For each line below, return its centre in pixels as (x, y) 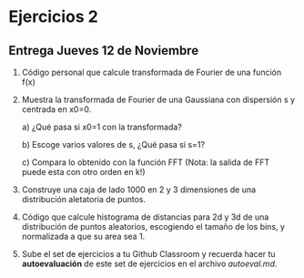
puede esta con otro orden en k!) (83, 172)
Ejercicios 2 (54, 17)
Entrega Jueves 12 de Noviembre (104, 51)
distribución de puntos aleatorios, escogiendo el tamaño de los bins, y (153, 227)
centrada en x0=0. (56, 109)
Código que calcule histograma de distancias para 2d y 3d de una (145, 217)
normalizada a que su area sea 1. (83, 236)
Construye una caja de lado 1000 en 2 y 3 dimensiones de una (139, 190)
